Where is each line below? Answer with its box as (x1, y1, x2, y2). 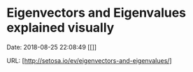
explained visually (6, 20, 115, 36)
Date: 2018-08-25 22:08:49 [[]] (6, 43, 97, 51)
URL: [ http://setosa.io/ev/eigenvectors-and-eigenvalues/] (6, 56, 172, 64)
